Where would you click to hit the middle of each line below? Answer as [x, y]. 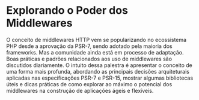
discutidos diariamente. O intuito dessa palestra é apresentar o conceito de [99, 65]
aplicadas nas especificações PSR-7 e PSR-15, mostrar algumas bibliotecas [100, 78]
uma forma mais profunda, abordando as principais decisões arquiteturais [98, 71]
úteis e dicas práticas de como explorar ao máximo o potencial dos [89, 84]
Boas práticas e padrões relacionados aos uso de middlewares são [89, 59]
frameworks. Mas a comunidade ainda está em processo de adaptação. [95, 52]
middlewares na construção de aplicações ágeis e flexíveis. [80, 90]
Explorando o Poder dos [67, 10]
